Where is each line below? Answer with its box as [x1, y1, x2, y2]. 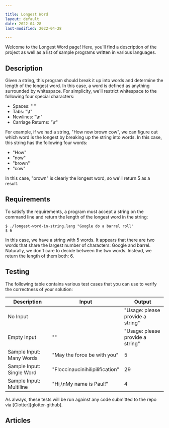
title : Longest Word [5, 12, 49, 17]
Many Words [8, 354, 38, 362]
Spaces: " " [12, 103, 36, 109]
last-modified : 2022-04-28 [5, 26, 62, 31]
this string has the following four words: [5, 139, 88, 146]
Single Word [8, 369, 37, 376]
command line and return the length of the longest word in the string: [5, 213, 148, 220]
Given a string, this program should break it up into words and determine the [5, 78, 163, 84]
